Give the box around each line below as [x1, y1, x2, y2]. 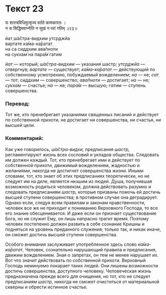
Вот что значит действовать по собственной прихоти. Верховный [5, 257, 146, 263]
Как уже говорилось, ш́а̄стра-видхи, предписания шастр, [5, 146, 130, 152]
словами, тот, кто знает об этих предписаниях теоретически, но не [5, 173, 150, 179]
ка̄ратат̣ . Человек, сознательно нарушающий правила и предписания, [5, 246, 157, 252]
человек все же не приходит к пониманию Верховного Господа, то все [5, 205, 158, 211]
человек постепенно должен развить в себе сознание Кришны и [5, 221, 144, 227]
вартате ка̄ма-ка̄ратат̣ [5, 41, 53, 47]
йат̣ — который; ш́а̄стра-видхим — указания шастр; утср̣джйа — [5, 61, 145, 67]
